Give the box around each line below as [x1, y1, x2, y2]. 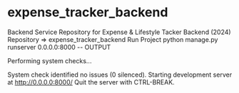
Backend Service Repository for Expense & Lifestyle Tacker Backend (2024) [7, 28, 231, 36]
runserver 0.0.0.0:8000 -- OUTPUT [7, 43, 111, 51]
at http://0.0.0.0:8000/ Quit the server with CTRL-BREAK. [7, 77, 175, 86]
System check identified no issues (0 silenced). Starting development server [7, 70, 233, 79]
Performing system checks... [7, 56, 92, 65]
